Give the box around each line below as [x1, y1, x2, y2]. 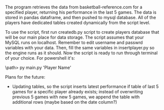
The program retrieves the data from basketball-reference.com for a [5, 4, 143, 10]
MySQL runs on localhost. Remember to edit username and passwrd [5, 40, 143, 45]
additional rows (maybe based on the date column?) [12, 99, 117, 105]
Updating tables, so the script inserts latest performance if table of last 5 [12, 84, 159, 89]
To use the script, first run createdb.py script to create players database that [5, 29, 159, 35]
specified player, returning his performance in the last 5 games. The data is [5, 9, 157, 15]
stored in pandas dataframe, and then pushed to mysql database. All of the [5, 15, 156, 20]
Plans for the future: [5, 74, 46, 80]
